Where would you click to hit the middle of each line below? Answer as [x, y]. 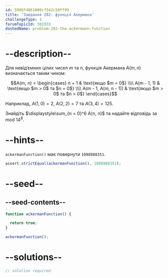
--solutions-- [34, 257]
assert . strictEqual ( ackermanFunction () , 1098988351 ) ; [63, 163]
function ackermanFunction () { [38, 214]
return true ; [24, 223]
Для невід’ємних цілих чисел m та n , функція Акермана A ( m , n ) [73, 68]
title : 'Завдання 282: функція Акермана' [50, 15]
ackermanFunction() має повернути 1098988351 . [55, 154]
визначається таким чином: [36, 73]
